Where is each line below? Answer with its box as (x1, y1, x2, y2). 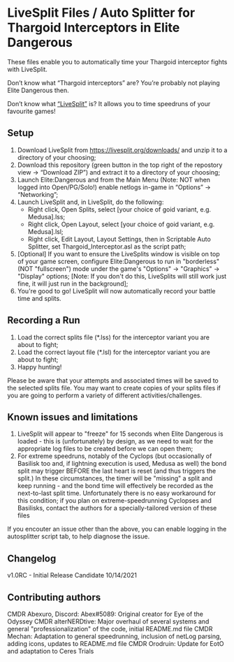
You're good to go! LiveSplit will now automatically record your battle (17, 286, 216, 295)
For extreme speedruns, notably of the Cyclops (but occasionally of (17, 452, 212, 460)
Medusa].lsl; (27, 227, 64, 235)
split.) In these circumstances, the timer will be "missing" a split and (17, 474, 213, 483)
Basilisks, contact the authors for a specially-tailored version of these (17, 504, 217, 513)
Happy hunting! (17, 362, 62, 371)
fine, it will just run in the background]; (17, 279, 129, 288)
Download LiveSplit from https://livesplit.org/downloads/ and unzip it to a (17, 145, 228, 154)
